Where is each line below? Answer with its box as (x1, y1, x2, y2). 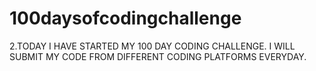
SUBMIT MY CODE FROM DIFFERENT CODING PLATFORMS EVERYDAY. (9, 50, 307, 62)
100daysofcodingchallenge (9, 7, 242, 30)
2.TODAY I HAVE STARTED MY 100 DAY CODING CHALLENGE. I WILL (9, 40, 296, 52)
